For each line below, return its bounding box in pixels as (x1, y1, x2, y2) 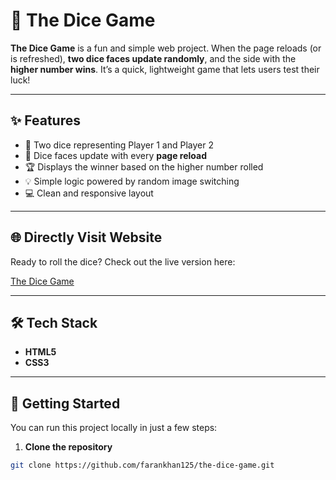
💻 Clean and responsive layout (24, 187, 154, 199)
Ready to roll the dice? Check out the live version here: (10, 255, 236, 268)
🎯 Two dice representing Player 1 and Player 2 (24, 139, 214, 151)
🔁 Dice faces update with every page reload (24, 149, 208, 161)
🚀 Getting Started (10, 395, 121, 412)
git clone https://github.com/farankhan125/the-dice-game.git (10, 460, 275, 471)
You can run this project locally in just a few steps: (10, 422, 218, 434)
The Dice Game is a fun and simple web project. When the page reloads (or (10, 42, 322, 54)
